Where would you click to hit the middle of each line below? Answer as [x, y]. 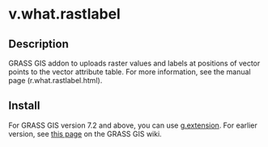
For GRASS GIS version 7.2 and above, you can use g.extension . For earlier [133, 125]
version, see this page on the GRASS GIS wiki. [85, 133]
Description [38, 44]
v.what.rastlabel [65, 14]
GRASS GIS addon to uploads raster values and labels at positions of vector [134, 63]
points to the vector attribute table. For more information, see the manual [130, 72]
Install [24, 106]
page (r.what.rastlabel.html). [55, 80]
